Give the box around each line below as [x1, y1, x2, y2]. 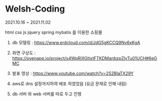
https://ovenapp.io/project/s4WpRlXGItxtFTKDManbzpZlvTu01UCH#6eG [12, 55, 157, 61]
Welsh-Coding [5, 3, 65, 14]
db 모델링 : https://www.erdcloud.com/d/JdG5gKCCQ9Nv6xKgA [12, 40, 140, 45]
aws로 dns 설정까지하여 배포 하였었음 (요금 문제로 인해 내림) [12, 81, 127, 87]
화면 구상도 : [12, 50, 36, 56]
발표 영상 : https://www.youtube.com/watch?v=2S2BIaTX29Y [12, 70, 134, 76]
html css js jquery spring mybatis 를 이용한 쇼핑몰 [5, 29, 103, 35]
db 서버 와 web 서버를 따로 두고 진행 [12, 91, 82, 97]
